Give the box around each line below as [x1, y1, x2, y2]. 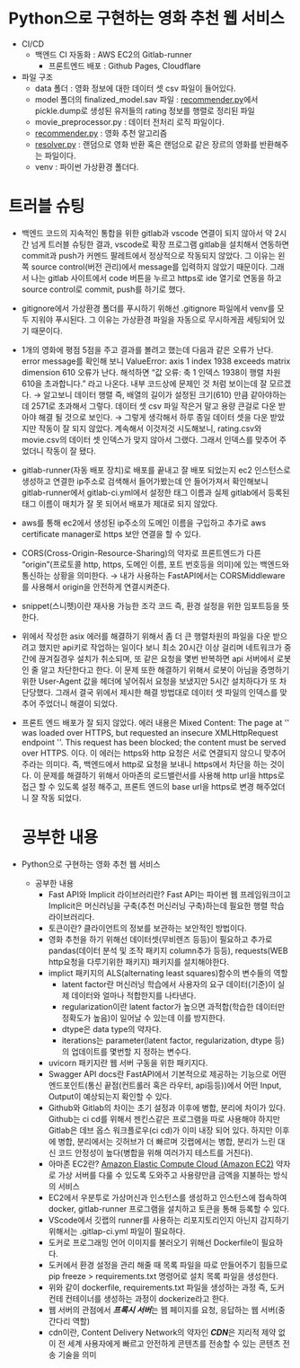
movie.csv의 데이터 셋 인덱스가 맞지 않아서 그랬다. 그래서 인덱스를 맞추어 [21, 434, 278, 445]
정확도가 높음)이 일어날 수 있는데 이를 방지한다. [61, 1012, 225, 1023]
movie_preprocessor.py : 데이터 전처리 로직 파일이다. [34, 116, 225, 127]
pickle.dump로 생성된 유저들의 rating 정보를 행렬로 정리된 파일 [34, 105, 255, 116]
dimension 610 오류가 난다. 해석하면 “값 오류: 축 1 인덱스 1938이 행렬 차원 [21, 366, 281, 377]
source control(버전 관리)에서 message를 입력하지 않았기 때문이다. [31, 261, 269, 272]
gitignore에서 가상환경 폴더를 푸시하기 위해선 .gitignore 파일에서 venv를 [21, 303, 276, 313]
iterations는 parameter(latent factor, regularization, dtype [61, 1035, 273, 1046]
